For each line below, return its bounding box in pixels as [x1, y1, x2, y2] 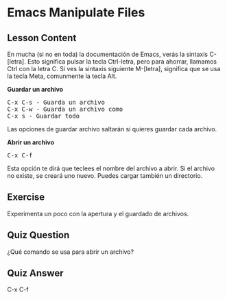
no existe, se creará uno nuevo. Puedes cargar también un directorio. [7, 172, 203, 179]
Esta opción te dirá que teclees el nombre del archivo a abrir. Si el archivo [7, 164, 215, 172]
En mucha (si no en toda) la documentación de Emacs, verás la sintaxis [7, 50, 208, 58]
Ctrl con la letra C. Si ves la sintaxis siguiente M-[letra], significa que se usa [7, 65, 221, 73]
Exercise [7, 192, 45, 203]
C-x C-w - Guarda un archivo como [7, 105, 123, 113]
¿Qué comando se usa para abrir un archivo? [7, 248, 134, 256]
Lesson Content [7, 32, 77, 44]
